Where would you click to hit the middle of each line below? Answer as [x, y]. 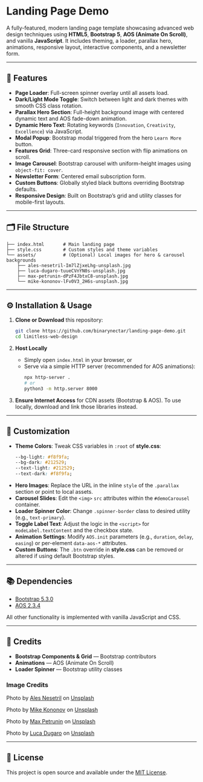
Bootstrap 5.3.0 [34, 599]
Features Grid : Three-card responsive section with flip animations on [101, 150]
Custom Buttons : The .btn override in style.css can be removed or [99, 550]
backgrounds [21, 260]
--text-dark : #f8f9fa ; [43, 474]
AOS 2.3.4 [28, 605]
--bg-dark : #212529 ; [41, 463]
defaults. [26, 189]
